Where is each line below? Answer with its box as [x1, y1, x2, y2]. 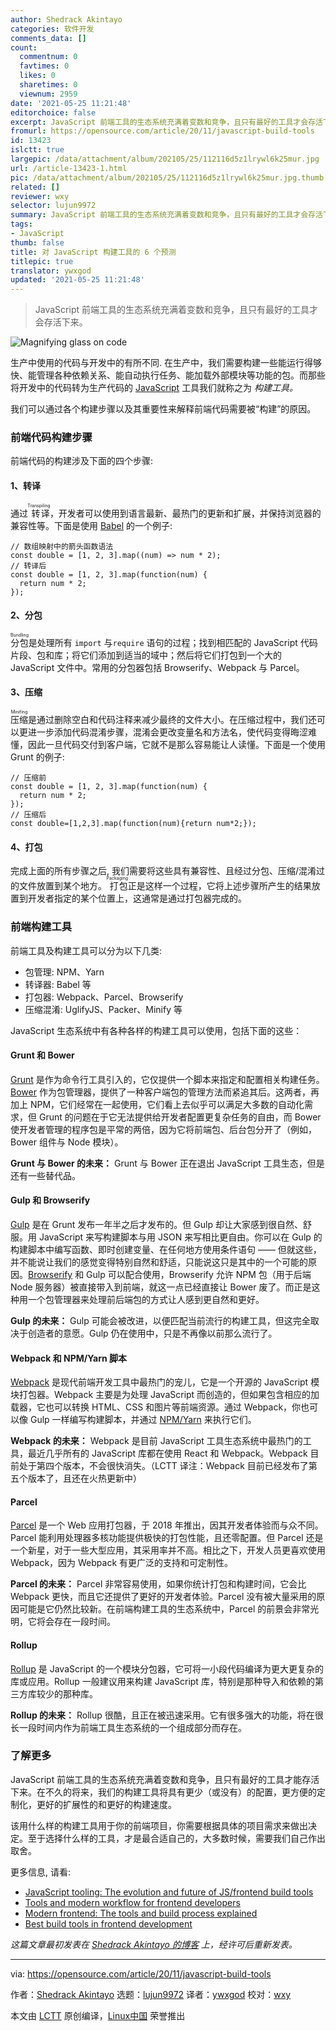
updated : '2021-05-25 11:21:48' [10, 275, 145, 285]
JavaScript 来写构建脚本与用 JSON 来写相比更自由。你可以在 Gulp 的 [38, 1231, 323, 1243]
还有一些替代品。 [10, 1169, 81, 1181]
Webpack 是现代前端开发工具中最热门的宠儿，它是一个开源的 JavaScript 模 [10, 1376, 320, 1388]
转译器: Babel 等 [24, 978, 92, 990]
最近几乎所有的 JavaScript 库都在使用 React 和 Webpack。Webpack [27, 1447, 308, 1460]
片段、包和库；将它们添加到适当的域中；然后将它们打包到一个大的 [10, 649, 282, 661]
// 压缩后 [10, 810, 47, 820]
